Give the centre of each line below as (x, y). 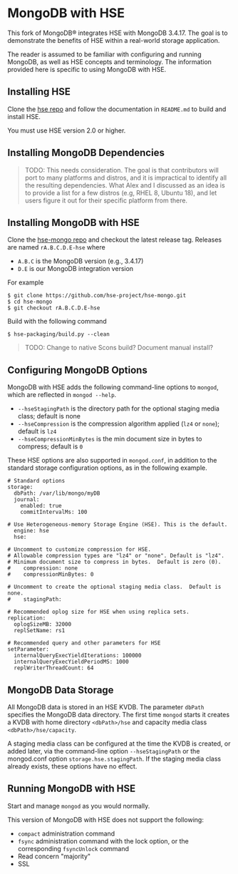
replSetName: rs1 (40, 631)
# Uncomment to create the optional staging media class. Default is (114, 587)
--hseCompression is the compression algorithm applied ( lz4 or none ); (118, 424)
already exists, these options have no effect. (72, 766)
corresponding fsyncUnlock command (73, 848)
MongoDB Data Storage (61, 690)
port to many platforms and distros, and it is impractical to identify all (125, 178)
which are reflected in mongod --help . (62, 395)
